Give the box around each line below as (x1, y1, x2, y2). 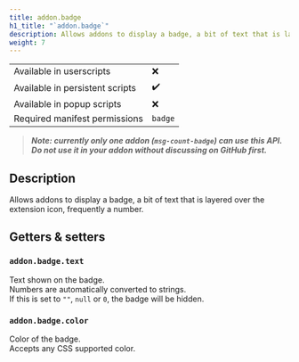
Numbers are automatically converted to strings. (9, 284, 187, 294)
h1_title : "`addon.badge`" (9, 21, 109, 30)
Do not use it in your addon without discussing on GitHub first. (30, 144, 267, 156)
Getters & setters (9, 229, 106, 245)
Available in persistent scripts (13, 81, 136, 94)
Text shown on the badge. (9, 274, 105, 285)
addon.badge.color (9, 316, 89, 325)
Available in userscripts (13, 65, 111, 78)
